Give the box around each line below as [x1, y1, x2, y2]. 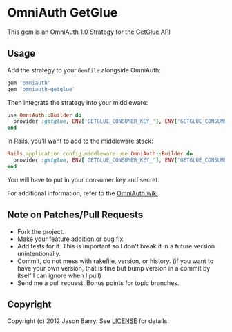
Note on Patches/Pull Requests [7, 209, 144, 221]
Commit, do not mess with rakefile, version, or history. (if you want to [17, 257, 214, 265]
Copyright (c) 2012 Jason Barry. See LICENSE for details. [7, 317, 169, 325]
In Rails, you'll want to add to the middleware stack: [7, 137, 153, 146]
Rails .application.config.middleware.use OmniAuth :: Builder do [7, 150, 193, 157]
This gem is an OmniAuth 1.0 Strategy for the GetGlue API [7, 28, 171, 36]
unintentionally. [17, 249, 61, 257]
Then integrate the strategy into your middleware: [7, 98, 148, 106]
